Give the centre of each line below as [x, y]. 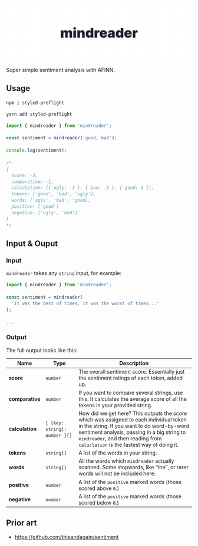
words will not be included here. [117, 473]
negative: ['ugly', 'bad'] [44, 212]
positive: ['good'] [35, 207]
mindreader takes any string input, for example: [64, 273]
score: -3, [25, 175]
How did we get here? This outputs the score [133, 413]
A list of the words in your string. [118, 453]
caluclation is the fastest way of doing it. [128, 444]
